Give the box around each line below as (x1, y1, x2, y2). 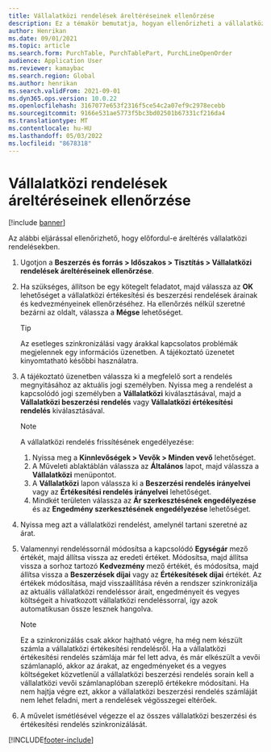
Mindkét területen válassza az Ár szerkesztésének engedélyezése (31, 495, 256, 505)
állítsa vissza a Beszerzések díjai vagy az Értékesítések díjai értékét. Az (19, 570, 262, 579)
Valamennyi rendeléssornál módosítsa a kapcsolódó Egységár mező (19, 544, 248, 554)
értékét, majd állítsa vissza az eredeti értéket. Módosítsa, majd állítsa (19, 553, 248, 562)
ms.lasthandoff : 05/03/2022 (8, 132, 103, 140)
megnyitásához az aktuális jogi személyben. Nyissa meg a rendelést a (19, 380, 253, 390)
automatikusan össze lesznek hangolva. (19, 604, 153, 614)
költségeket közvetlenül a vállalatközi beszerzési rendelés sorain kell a (19, 670, 254, 679)
